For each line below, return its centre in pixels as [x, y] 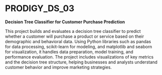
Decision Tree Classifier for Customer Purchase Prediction [65, 22]
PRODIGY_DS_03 [40, 8]
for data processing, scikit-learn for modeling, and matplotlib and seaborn [79, 46]
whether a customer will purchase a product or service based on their [74, 36]
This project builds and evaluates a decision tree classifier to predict [73, 31]
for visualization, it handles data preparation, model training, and [69, 52]
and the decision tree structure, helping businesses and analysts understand [81, 62]
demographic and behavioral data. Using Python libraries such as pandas [78, 41]
